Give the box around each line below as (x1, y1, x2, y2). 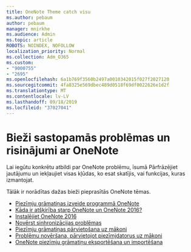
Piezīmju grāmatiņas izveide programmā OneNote (15, 200, 139, 207)
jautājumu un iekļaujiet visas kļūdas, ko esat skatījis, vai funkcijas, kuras (6, 170, 186, 177)
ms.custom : (6, 59, 34, 65)
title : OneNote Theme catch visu (6, 8, 91, 15)
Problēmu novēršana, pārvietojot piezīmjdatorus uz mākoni (15, 232, 163, 239)
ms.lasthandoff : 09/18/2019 (6, 99, 78, 105)
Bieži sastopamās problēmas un (6, 131, 171, 144)
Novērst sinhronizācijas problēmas (15, 219, 102, 227)
